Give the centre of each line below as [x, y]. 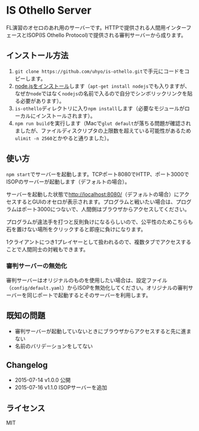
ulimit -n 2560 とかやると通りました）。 [64, 138]
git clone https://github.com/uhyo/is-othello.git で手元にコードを [99, 71]
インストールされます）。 [66, 115]
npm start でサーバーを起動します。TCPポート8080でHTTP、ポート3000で [98, 174]
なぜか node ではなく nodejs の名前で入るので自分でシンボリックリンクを [101, 93]
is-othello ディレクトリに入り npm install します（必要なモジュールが [100, 108]
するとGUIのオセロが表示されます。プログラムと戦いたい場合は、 [96, 202]
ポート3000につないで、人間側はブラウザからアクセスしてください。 [106, 209]
